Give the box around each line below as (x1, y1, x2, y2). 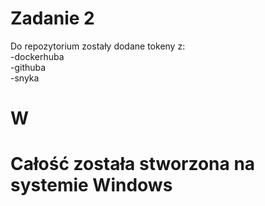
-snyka (10, 72, 40, 84)
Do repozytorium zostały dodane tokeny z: (10, 40, 186, 52)
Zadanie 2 (10, 7, 95, 30)
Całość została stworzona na (10, 153, 256, 176)
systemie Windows (10, 174, 173, 197)
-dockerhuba (10, 50, 65, 62)
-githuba (10, 61, 47, 73)
